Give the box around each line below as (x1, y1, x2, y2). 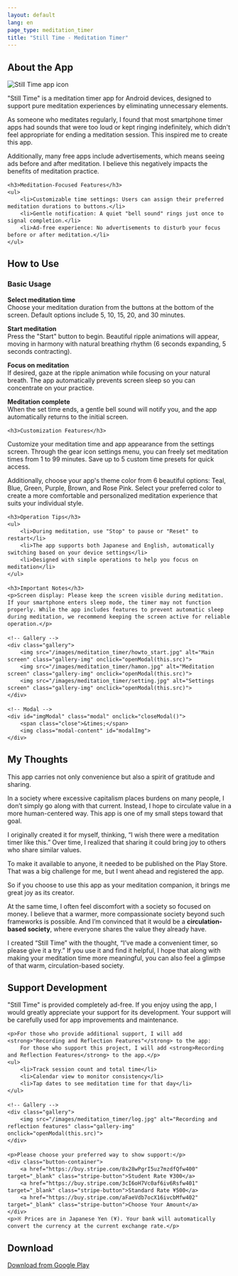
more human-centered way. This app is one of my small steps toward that (7, 809, 223, 817)
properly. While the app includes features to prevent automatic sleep (7, 606, 224, 613)
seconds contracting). (7, 347, 72, 355)
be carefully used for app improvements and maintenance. (7, 1015, 179, 1025)
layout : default (7, 11, 55, 19)
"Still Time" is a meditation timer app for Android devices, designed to (7, 94, 212, 103)
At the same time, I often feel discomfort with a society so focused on (7, 901, 211, 911)
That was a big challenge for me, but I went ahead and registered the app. (7, 867, 224, 875)
